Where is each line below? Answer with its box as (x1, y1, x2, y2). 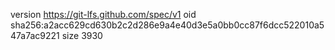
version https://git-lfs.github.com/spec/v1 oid (10, 9, 197, 20)
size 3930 (61, 30, 103, 41)
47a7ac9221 (10, 30, 60, 41)
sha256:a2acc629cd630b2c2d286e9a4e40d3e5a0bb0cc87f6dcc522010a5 (10, 19, 325, 31)
